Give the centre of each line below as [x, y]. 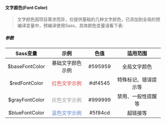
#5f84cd [100, 113]
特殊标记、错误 [134, 80]
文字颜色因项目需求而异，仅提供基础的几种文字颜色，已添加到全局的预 [89, 19]
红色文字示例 [67, 83]
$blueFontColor [26, 113]
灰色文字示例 [67, 100]
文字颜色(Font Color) [26, 7]
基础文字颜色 [67, 63]
